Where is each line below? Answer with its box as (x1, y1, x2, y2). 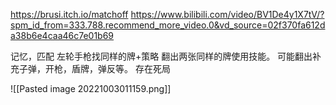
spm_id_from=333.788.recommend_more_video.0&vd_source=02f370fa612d (10, 19, 326, 31)
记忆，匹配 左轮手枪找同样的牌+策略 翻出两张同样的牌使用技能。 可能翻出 (10, 50, 313, 62)
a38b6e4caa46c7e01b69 (10, 30, 115, 41)
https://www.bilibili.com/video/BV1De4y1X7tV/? (130, 9, 325, 20)
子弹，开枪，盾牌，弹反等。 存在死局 (18, 63, 171, 74)
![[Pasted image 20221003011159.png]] (10, 83, 172, 94)
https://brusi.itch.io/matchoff (10, 9, 129, 20)
